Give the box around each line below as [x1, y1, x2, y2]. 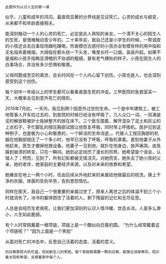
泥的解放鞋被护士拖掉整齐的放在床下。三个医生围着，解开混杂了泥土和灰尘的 [5, 118, 161, 124]
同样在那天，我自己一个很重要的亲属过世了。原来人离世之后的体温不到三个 [5, 189, 157, 194]
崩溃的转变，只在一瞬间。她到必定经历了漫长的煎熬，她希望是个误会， [13, 149, 157, 155]
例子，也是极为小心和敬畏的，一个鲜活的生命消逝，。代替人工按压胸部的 [9, 130, 155, 136]
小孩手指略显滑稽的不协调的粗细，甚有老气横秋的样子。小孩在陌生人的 [18, 55, 161, 61]
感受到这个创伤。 [5, 78, 40, 84]
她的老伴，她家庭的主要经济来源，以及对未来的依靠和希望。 [13, 161, 135, 167]
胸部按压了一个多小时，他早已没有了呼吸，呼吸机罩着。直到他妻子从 [18, 137, 157, 142]
